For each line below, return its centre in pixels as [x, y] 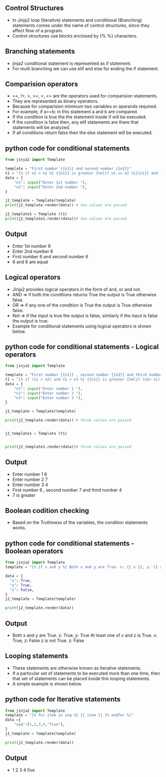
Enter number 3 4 [30, 485]
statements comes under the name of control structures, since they [81, 25]
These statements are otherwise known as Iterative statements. [77, 668]
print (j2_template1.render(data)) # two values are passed [66, 219]
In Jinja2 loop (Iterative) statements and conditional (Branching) [77, 20]
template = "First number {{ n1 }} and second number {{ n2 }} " [68, 169]
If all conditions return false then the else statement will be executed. [83, 133]
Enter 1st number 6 [31, 246]
